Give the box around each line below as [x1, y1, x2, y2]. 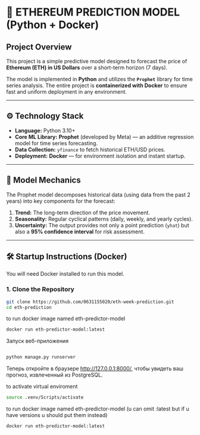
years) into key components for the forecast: [6, 197, 115, 205]
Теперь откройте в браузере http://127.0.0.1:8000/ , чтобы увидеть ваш [6, 365, 183, 372]
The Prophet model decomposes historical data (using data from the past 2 [6, 191, 190, 198]
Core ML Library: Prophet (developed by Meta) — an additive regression [14, 133, 194, 140]
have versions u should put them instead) [6, 412, 108, 419]
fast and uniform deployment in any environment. [6, 88, 127, 95]
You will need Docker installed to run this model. [6, 270, 124, 277]
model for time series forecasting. [14, 140, 98, 147]
